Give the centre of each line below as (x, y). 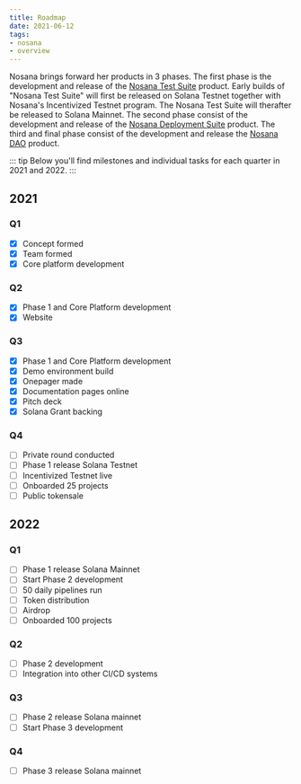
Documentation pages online (75, 391)
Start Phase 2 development (73, 579)
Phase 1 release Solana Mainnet (81, 569)
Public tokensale (53, 496)
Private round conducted (68, 455)
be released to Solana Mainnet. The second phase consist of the (129, 115)
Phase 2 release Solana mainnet (82, 717)
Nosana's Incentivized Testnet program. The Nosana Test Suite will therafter (150, 105)
